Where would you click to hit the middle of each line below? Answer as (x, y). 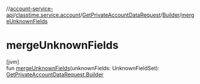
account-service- (32, 9)
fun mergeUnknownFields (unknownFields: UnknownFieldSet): (83, 68)
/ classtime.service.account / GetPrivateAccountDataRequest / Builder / (98, 15)
